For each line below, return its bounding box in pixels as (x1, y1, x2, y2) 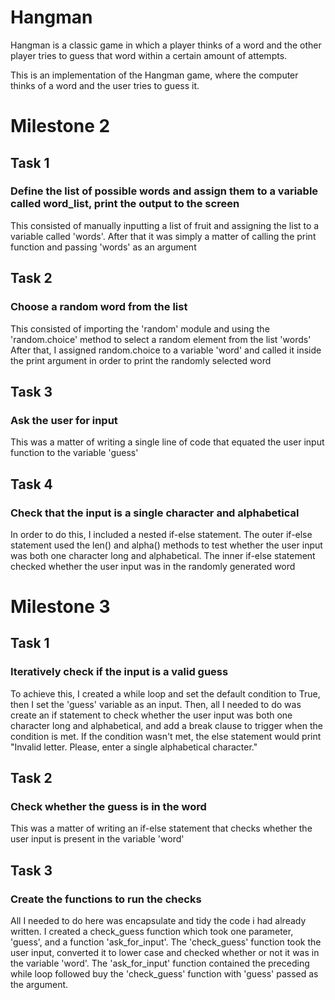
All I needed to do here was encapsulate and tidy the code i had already (10, 915, 307, 927)
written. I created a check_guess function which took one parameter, (10, 926, 294, 938)
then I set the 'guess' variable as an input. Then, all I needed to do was (10, 698, 302, 710)
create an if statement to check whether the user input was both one (10, 709, 293, 721)
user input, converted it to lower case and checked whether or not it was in (10, 947, 320, 959)
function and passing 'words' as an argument (10, 241, 197, 253)
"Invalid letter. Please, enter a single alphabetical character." (10, 741, 258, 753)
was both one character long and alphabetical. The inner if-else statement (10, 549, 316, 561)
